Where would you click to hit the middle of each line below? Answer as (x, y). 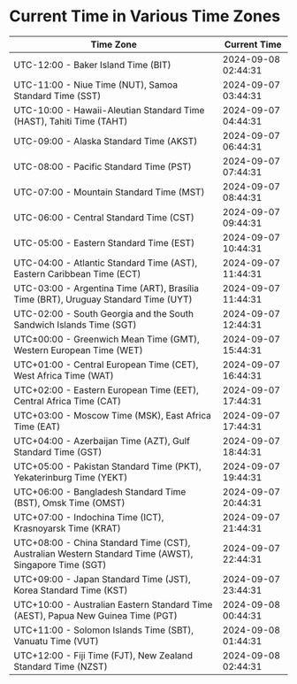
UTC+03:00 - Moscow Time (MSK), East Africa (113, 415)
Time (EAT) (37, 427)
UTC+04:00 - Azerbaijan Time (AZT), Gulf (102, 441)
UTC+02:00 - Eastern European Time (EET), (106, 389)
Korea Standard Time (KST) (71, 590)
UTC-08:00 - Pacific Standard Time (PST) (103, 166)
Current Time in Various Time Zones (145, 16)
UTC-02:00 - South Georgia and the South (104, 313)
